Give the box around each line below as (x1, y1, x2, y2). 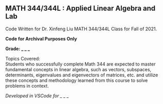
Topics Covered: (5, 55, 40, 61)
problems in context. (5, 82, 49, 89)
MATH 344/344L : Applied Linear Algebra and (5, 4, 156, 13)
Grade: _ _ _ (5, 46, 30, 52)
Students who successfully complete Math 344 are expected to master (5, 61, 156, 67)
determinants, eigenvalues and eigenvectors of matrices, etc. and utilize (5, 72, 158, 78)
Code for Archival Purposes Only (5, 35, 77, 41)
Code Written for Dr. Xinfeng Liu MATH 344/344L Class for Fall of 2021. (5, 26, 157, 32)
